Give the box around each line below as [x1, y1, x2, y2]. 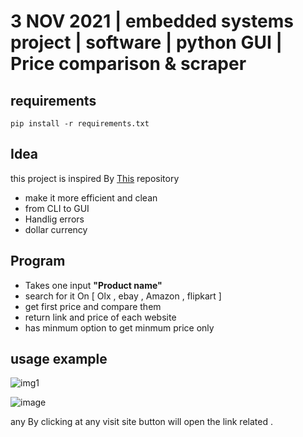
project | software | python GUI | [10, 31, 283, 54]
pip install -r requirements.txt [10, 119, 150, 129]
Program [10, 253, 66, 270]
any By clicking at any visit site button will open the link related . [10, 416, 273, 428]
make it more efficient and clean [24, 191, 158, 204]
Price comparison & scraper [10, 53, 247, 75]
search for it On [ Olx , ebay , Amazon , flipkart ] [24, 290, 222, 302]
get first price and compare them [24, 300, 162, 312]
